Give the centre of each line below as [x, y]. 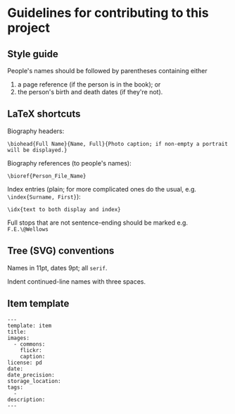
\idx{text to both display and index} [64, 209]
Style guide [33, 54]
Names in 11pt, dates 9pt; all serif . [57, 268]
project [29, 28]
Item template [38, 304]
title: [17, 332]
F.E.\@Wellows [28, 229]
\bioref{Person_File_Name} [47, 176]
